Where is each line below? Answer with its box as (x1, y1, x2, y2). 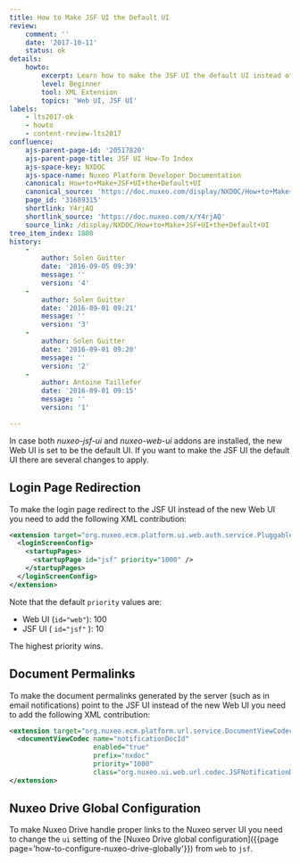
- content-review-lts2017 (25, 129, 122, 138)
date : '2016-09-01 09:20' (41, 344, 138, 353)
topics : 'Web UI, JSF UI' (41, 95, 138, 105)
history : (9, 237, 42, 246)
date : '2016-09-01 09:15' (41, 386, 138, 395)
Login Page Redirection (9, 480, 141, 495)
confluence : (9, 137, 54, 146)
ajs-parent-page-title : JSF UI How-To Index (25, 154, 194, 163)
